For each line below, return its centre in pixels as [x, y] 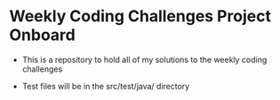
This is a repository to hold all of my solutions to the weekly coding [144, 59]
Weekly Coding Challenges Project [140, 16]
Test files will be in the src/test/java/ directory [106, 86]
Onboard [42, 35]
